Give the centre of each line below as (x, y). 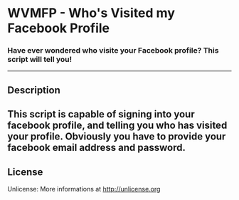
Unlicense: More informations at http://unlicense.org (84, 189)
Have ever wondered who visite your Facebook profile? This (113, 51)
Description (34, 90)
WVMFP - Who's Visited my (91, 13)
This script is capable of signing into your (101, 114)
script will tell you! (40, 60)
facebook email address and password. (97, 148)
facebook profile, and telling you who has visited (117, 126)
